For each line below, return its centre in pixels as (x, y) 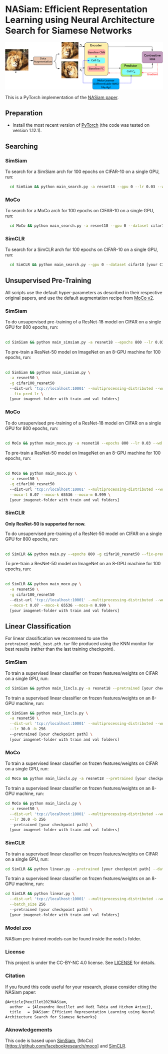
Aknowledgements (29, 1029)
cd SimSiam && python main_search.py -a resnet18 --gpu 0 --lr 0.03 (82, 187)
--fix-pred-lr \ (26, 394)
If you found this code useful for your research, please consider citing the (81, 987)
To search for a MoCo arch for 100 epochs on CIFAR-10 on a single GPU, (80, 211)
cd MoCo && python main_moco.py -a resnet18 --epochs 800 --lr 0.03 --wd (84, 444)
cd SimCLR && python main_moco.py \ (43, 584)
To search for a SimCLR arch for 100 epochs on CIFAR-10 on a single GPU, (82, 249)
